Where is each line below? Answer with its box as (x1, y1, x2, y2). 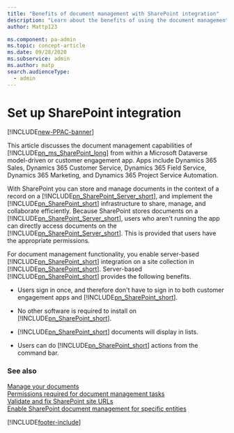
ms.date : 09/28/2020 (7, 49, 68, 56)
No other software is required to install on (17, 307, 137, 315)
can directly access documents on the (7, 221, 117, 230)
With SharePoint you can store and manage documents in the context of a (7, 184, 219, 193)
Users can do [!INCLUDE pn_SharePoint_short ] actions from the (17, 342, 198, 350)
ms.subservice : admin (7, 55, 70, 63)
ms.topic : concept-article (7, 43, 86, 50)
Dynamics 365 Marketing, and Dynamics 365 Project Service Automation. (7, 171, 219, 179)
